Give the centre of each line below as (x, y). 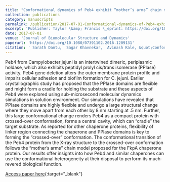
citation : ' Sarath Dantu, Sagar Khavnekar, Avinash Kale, (71, 48)
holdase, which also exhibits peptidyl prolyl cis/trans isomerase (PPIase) (80, 67)
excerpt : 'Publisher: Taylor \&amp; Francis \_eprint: (64, 29)
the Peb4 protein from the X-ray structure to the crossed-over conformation (84, 143)
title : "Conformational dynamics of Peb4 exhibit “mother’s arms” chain (83, 10)
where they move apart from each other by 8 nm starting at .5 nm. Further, (83, 110)
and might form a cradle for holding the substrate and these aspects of (79, 88)
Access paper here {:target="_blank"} (44, 174)
